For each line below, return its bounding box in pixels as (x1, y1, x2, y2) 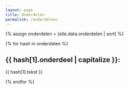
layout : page (5, 7, 33, 13)
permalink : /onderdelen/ (5, 17, 58, 22)
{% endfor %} (5, 79, 35, 85)
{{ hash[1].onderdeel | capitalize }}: (5, 55, 120, 64)
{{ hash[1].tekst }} (5, 69, 42, 75)
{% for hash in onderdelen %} (5, 41, 69, 47)
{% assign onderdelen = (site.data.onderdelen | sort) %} (5, 31, 124, 37)
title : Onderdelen (5, 12, 45, 17)
